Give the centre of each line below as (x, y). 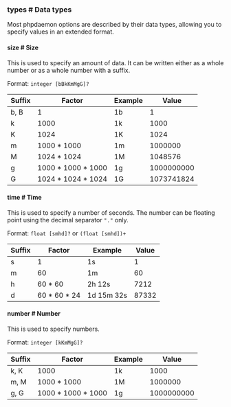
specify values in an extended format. (61, 32)
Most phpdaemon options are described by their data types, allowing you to (114, 25)
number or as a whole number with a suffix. (69, 70)
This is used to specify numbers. (53, 329)
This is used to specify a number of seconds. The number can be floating (111, 212)
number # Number (34, 314)
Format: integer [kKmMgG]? (45, 342)
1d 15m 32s (107, 295)
